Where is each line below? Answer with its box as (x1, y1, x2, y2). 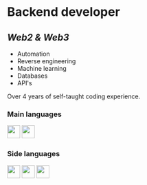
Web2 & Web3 (7, 32, 69, 43)
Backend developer (7, 4, 120, 20)
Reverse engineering (16, 57, 76, 65)
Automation (16, 50, 50, 58)
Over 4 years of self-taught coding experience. (7, 92, 141, 100)
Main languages (7, 109, 62, 119)
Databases (16, 72, 48, 80)
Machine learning (16, 65, 67, 72)
